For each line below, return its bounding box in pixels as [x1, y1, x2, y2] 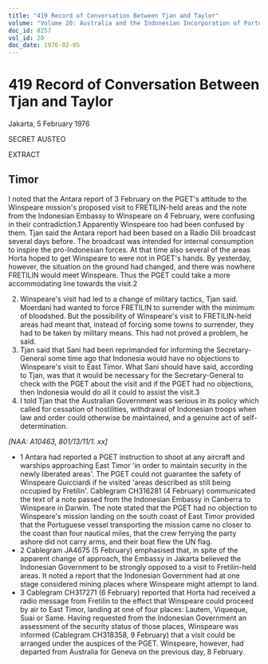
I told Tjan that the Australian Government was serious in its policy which [19, 395, 259, 405]
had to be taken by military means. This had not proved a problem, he [19, 328, 249, 337]
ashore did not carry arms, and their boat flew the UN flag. [19, 536, 213, 546]
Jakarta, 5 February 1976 [8, 119, 90, 128]
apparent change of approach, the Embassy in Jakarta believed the [19, 553, 242, 563]
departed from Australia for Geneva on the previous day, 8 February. [19, 646, 245, 656]
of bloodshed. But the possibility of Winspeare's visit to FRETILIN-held [19, 311, 251, 320]
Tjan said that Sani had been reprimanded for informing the [19, 344, 215, 355]
